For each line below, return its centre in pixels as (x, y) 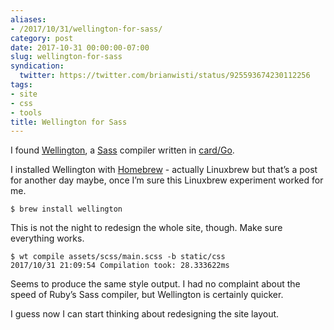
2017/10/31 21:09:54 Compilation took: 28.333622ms (120, 266)
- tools (26, 112)
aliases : (28, 19)
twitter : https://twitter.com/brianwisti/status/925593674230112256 (165, 76)
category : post (42, 38)
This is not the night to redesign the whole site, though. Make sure (146, 228)
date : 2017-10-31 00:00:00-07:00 (80, 47)
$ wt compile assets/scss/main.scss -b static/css (118, 257)
